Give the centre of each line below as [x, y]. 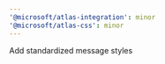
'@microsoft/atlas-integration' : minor [82, 17]
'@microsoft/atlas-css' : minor [67, 25]
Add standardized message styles [71, 50]
